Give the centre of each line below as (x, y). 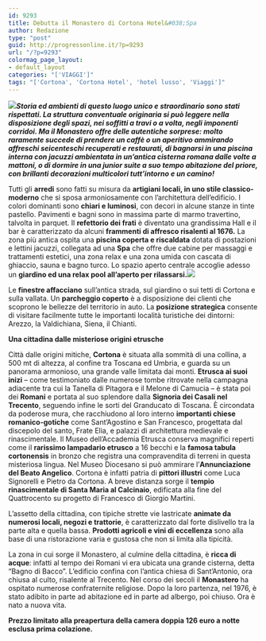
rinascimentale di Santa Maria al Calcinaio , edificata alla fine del (115, 489)
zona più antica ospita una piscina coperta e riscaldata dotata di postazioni (132, 239)
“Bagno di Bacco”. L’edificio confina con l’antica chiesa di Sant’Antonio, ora (130, 571)
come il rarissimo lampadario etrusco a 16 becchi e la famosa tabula (122, 447)
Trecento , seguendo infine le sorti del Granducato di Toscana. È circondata (131, 405)
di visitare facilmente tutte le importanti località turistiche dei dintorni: (121, 315)
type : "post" (30, 38)
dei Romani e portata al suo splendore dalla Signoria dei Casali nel (118, 396)
